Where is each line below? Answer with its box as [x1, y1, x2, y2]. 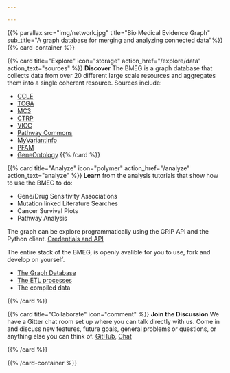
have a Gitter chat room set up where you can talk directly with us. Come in [7, 317, 220, 325]
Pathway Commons [16, 128, 73, 137]
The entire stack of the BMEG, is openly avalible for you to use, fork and [7, 248, 211, 256]
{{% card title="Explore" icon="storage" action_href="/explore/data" [7, 57, 201, 65]
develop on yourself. [7, 255, 65, 263]
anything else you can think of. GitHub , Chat [7, 332, 133, 340]
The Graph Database [16, 268, 77, 276]
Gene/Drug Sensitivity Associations [16, 192, 118, 200]
